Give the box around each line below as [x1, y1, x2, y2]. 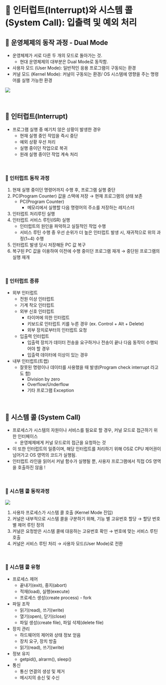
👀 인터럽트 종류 [5, 278, 39, 285]
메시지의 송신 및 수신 [19, 675, 60, 681]
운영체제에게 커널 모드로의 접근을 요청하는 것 [19, 440, 106, 446]
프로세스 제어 [12, 576, 38, 582]
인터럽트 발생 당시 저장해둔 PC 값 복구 [12, 242, 86, 248]
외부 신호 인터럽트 [19, 308, 55, 314]
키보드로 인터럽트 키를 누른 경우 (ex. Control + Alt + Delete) [27, 321, 144, 327]
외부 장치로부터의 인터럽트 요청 [27, 327, 87, 333]
